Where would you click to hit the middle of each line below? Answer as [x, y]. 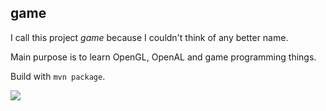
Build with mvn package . [58, 76]
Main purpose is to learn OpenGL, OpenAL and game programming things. [163, 57]
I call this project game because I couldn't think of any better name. [149, 37]
